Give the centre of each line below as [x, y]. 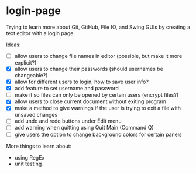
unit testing [28, 164]
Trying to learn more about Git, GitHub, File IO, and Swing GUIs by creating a [98, 27]
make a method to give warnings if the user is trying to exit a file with [98, 108]
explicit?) [25, 62]
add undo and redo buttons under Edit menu [68, 121]
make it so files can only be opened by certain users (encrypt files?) [97, 95]
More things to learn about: [39, 146]
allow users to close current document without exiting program [90, 101]
